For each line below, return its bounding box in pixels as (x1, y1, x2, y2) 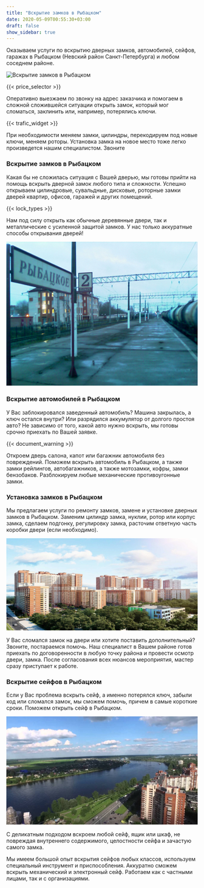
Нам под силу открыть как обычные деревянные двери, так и (6, 216, 167, 224)
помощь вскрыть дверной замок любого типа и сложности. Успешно (6, 180, 186, 187)
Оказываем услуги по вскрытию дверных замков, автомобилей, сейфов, (6, 46, 196, 54)
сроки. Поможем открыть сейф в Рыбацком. (6, 704, 123, 712)
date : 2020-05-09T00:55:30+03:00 (6, 16, 91, 23)
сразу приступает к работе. (6, 662, 78, 669)
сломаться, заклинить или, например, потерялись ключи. (6, 108, 157, 115)
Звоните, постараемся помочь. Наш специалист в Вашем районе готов (6, 643, 192, 650)
